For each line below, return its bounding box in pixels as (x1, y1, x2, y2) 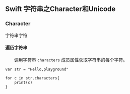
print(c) (14, 80, 33, 85)
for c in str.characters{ (5, 75, 59, 80)
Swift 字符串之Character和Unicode (5, 5, 116, 14)
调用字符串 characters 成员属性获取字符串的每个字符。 (14, 57, 127, 63)
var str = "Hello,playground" (5, 67, 69, 72)
